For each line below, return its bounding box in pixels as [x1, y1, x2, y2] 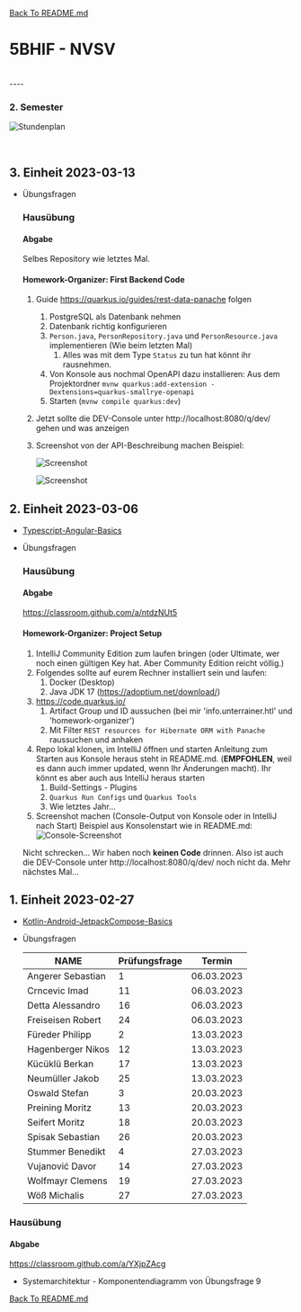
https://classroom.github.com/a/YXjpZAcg [9, 1259, 166, 1270]
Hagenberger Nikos [26, 1043, 110, 1056]
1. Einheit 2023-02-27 [9, 892, 135, 907]
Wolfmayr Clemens [26, 1174, 108, 1187]
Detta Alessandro [26, 999, 101, 1011]
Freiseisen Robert [26, 1014, 102, 1027]
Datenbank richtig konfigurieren [49, 321, 168, 332]
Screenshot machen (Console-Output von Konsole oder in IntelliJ [35, 810, 277, 822]
